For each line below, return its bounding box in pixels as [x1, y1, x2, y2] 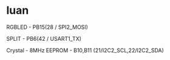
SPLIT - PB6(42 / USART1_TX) [6, 35, 82, 42]
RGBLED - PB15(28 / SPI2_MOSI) [6, 23, 88, 31]
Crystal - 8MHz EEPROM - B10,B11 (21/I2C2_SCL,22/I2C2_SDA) [6, 46, 164, 54]
